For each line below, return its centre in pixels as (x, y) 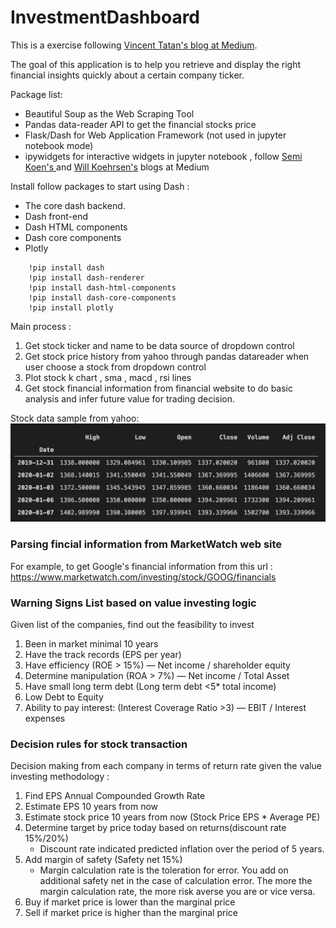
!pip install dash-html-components (102, 287)
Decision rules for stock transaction (99, 744)
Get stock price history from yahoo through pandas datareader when (167, 356)
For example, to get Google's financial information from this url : (141, 566)
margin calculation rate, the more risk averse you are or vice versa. (177, 892)
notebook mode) (59, 145)
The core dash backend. (75, 205)
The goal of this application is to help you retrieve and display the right (155, 64)
